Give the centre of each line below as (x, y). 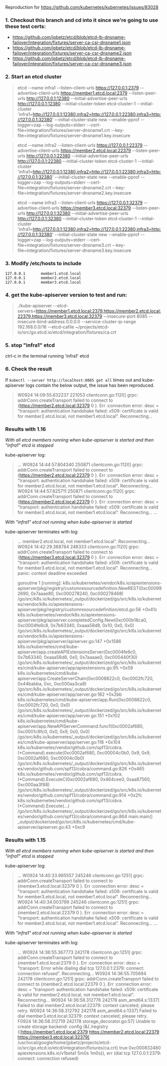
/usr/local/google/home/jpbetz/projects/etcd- (64, 1043)
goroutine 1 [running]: (40, 583)
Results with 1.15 (25, 840)
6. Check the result (29, 369)
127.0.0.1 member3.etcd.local (43, 282)
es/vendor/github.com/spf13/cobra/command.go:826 (72, 769)
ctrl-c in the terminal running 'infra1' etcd (47, 356)
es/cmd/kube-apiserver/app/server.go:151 (60, 716)
